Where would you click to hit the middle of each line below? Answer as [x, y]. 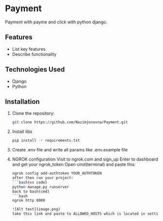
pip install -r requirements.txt [46, 141]
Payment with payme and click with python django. [56, 22]
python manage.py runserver [40, 187]
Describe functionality [34, 54]
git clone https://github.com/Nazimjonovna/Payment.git [70, 122]
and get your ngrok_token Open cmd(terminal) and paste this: [74, 165]
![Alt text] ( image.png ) [36, 209]
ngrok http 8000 [28, 201]
